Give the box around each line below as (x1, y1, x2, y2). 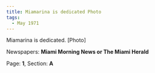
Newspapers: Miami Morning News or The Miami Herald (6, 48, 150, 56)
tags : (6, 14, 20, 21)
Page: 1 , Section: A (6, 60, 53, 67)
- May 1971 (12, 20, 39, 26)
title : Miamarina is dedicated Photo (6, 8, 102, 15)
